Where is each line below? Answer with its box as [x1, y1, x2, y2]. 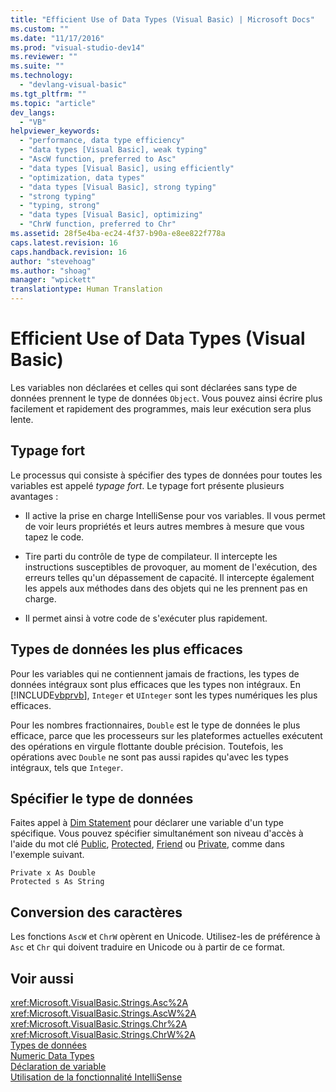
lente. [10, 413, 34, 425]
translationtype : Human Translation [10, 284, 163, 295]
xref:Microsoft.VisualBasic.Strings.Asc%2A [10, 997, 189, 1008]
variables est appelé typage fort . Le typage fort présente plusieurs [10, 479, 285, 491]
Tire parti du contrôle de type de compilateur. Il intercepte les [24, 550, 278, 562]
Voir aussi [10, 970, 74, 987]
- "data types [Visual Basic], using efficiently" [19, 163, 235, 173]
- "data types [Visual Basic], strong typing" [19, 182, 217, 192]
